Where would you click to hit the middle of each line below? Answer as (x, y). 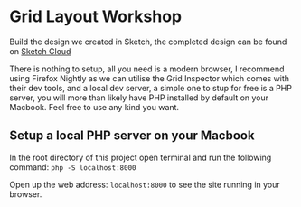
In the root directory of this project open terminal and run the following (141, 157)
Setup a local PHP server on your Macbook (132, 136)
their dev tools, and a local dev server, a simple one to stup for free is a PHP (150, 88)
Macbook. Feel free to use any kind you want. (94, 107)
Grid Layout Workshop (96, 17)
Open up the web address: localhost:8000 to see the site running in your (145, 184)
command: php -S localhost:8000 (73, 167)
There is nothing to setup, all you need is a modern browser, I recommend (147, 69)
